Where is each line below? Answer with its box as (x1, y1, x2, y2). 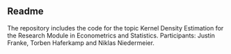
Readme (7, 6, 44, 17)
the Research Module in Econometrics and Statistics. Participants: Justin (7, 31, 216, 39)
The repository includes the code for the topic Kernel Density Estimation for (7, 24, 224, 32)
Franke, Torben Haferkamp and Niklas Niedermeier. (7, 38, 155, 47)
